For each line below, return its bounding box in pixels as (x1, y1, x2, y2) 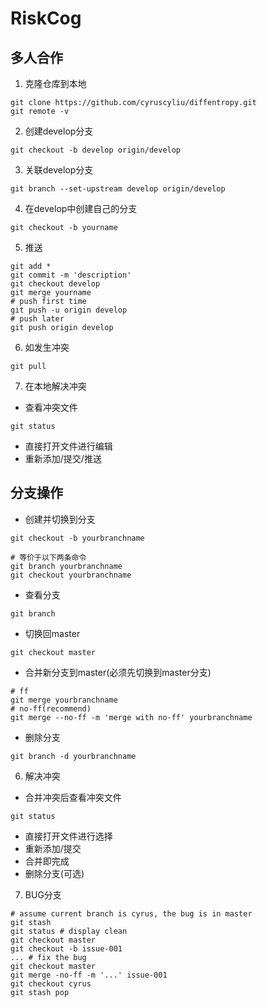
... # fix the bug (10, 952, 87, 962)
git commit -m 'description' (10, 270, 132, 280)
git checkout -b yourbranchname (10, 533, 145, 543)
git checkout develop (10, 279, 101, 289)
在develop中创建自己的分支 (24, 203, 138, 214)
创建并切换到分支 (24, 513, 96, 525)
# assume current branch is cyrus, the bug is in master (10, 908, 253, 919)
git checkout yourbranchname (10, 570, 132, 580)
